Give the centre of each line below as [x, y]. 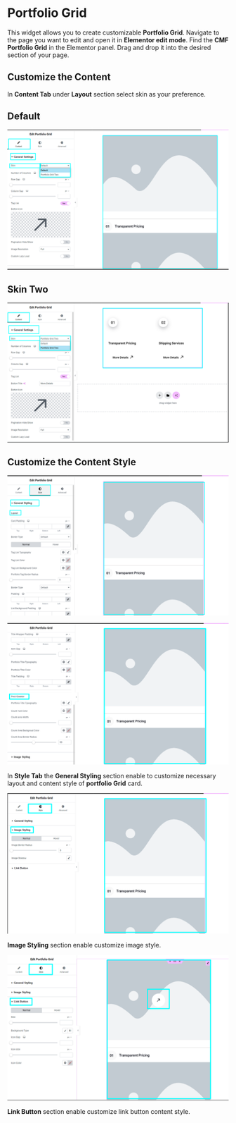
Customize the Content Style [72, 462]
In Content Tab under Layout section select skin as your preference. [106, 94]
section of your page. [38, 55]
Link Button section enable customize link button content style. [99, 1112]
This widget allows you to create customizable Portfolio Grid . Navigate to [113, 32]
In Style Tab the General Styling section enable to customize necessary [112, 775]
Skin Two [28, 289]
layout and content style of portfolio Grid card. [75, 783]
